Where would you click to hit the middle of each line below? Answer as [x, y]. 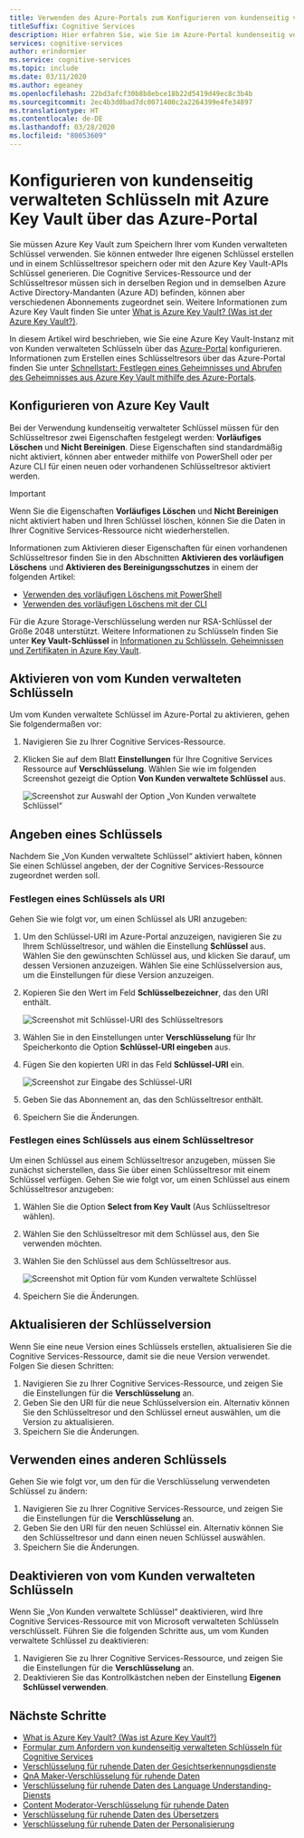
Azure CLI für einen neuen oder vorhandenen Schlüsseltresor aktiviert [140, 466]
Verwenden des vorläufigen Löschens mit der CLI [115, 604]
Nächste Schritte [58, 1715]
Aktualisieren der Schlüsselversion [110, 1325]
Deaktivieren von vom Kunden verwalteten [133, 1576]
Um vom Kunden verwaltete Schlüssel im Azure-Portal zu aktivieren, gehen [149, 715]
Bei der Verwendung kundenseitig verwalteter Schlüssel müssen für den [144, 428]
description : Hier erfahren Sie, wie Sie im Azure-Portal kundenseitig [147, 34]
